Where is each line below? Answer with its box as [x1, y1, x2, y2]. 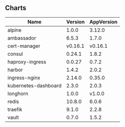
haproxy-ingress [7, 58, 46, 65]
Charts [5, 4, 27, 12]
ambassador [7, 34, 37, 41]
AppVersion [89, 18, 118, 25]
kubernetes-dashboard [7, 82, 62, 89]
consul [7, 50, 23, 57]
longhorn [7, 90, 28, 97]
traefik [7, 106, 23, 113]
